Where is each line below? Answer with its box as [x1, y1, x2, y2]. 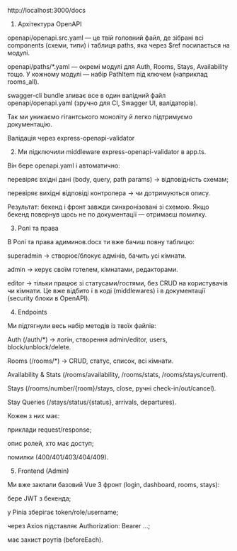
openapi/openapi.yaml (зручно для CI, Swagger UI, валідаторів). [7, 99, 198, 107]
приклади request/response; [7, 425, 92, 434]
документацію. [7, 120, 53, 129]
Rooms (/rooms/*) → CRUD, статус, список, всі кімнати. [7, 356, 174, 365]
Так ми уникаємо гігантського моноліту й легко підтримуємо [7, 113, 193, 121]
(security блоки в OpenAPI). [7, 294, 91, 302]
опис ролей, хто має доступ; [7, 440, 94, 447]
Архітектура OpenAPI [17, 20, 82, 28]
